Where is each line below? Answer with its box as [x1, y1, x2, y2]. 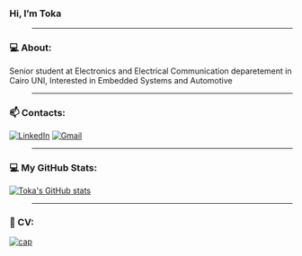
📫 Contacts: [9, 106, 66, 119]
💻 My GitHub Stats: [9, 161, 97, 173]
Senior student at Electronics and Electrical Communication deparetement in [9, 66, 292, 76]
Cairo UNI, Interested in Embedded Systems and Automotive [9, 75, 233, 85]
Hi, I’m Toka [9, 7, 62, 20]
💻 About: [9, 41, 52, 54]
